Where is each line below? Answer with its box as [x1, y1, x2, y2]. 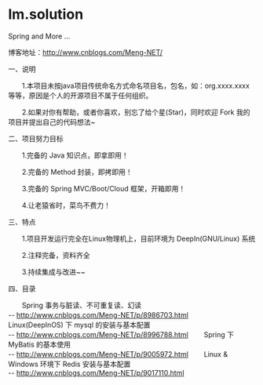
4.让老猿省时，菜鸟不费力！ [21, 200, 111, 209]
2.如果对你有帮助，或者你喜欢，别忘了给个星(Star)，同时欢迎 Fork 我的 [21, 107, 250, 117]
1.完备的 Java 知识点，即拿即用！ [21, 151, 129, 160]
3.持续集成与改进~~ [21, 267, 86, 276]
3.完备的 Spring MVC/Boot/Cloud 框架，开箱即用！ [21, 183, 186, 193]
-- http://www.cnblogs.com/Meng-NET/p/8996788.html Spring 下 [8, 329, 234, 339]
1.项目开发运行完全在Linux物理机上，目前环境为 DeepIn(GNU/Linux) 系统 [21, 234, 256, 243]
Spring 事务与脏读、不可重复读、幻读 [21, 300, 142, 310]
